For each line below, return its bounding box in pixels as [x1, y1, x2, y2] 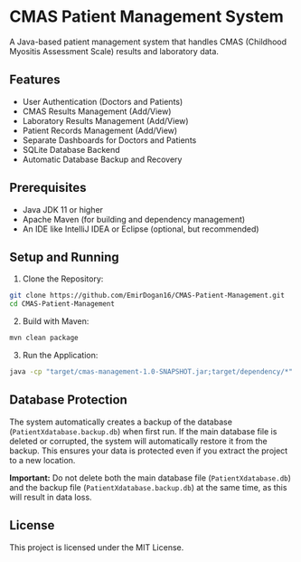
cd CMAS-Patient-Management [9, 300, 116, 309]
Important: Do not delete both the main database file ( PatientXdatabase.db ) [9, 472, 292, 483]
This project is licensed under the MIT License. [9, 541, 184, 553]
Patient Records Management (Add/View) [22, 125, 178, 136]
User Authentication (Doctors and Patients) [22, 96, 183, 107]
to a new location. [9, 454, 76, 465]
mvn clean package [9, 333, 79, 343]
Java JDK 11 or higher [22, 204, 104, 214]
